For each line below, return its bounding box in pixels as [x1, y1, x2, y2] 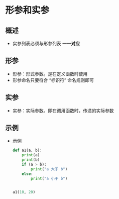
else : [22, 171, 34, 176]
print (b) [22, 157, 40, 162]
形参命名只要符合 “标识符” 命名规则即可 [12, 77, 94, 83]
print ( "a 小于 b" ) [31, 176, 68, 181]
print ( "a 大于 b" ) [31, 166, 68, 171]
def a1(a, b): [12, 148, 42, 153]
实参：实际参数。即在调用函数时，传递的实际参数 [12, 108, 114, 114]
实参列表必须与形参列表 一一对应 [12, 41, 80, 46]
